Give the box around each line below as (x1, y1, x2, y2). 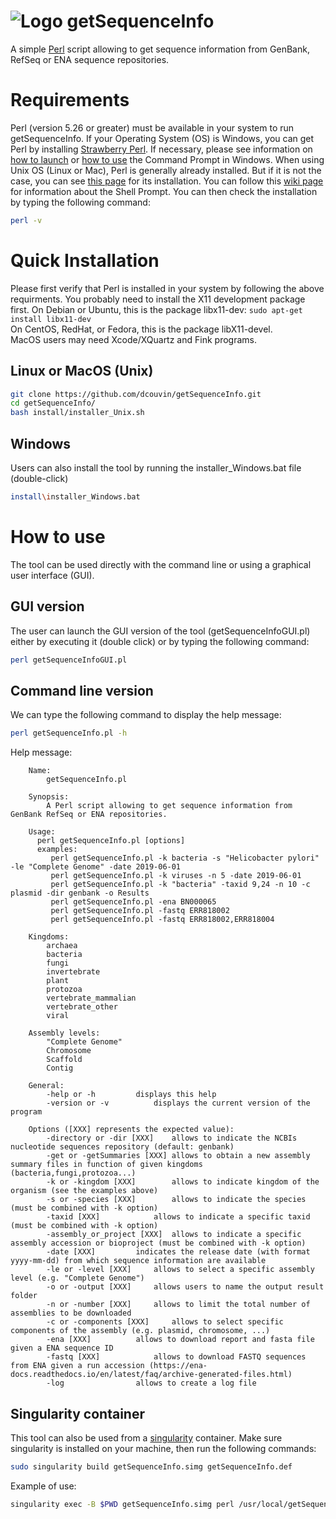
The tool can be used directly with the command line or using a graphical (10, 558, 312, 570)
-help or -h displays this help (46, 1090, 217, 1100)
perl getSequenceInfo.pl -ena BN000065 (50, 897, 217, 907)
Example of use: (10, 1480, 77, 1492)
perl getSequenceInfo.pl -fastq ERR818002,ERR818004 (50, 915, 275, 925)
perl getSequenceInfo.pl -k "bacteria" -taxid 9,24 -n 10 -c (50, 880, 311, 890)
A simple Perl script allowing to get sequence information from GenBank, (10, 43, 310, 55)
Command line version (10, 682, 154, 699)
